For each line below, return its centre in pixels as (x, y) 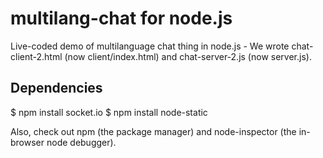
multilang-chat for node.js (121, 18)
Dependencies (56, 88)
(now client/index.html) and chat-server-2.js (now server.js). (188, 56)
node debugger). (81, 142)
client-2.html (36, 56)
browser (27, 142)
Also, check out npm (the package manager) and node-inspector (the (153, 131)
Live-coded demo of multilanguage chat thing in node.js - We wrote (150, 46)
